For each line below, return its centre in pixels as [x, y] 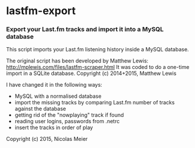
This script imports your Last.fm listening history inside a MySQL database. [97, 50]
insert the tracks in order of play [54, 127]
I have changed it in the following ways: [54, 85]
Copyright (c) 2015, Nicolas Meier [47, 139]
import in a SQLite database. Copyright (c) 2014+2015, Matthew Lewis [91, 73]
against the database [40, 109]
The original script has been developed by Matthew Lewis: [77, 61]
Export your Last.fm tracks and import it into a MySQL [85, 29]
